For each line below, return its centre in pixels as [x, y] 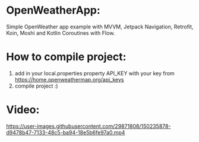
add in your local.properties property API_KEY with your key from [95, 73]
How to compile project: [66, 57]
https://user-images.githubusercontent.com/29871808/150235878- [89, 126]
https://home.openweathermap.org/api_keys [69, 79]
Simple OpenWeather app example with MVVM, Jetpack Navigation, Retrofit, [100, 27]
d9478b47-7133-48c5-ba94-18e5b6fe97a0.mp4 [66, 132]
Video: [23, 110]
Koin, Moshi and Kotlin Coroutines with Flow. [61, 33]
